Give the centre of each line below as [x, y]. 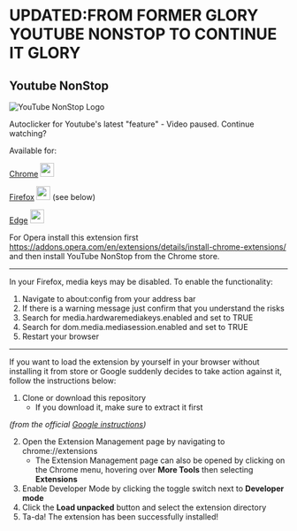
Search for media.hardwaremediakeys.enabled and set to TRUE [137, 318]
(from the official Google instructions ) [78, 424]
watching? [28, 133]
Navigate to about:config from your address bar [109, 299]
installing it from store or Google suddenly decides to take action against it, [146, 371]
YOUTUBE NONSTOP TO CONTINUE [143, 34]
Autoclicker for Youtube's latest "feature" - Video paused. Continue [132, 124]
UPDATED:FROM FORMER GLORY [134, 15]
